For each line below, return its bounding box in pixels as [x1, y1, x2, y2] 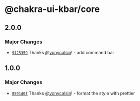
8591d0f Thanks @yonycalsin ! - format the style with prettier [11, 90, 135, 96]
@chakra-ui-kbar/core [4, 3, 100, 15]
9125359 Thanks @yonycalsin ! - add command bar [11, 49, 115, 55]
